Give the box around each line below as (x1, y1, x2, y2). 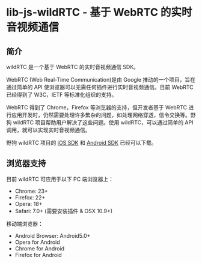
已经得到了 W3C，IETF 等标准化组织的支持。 (6, 91, 117, 98)
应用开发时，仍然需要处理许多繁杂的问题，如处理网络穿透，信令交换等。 (11, 112, 191, 118)
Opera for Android (14, 238, 60, 246)
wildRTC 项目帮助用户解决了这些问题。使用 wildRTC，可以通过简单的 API (13, 119, 194, 126)
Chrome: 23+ (14, 187, 48, 195)
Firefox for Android (14, 251, 62, 258)
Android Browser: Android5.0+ (14, 232, 91, 239)
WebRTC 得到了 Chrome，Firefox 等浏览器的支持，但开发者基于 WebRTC (6, 104, 188, 111)
